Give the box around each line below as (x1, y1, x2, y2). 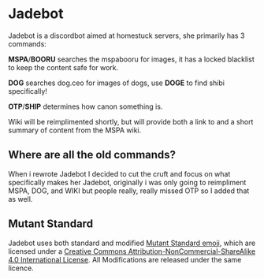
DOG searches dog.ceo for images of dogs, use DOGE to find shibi (8, 78, 225, 87)
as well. (8, 194, 33, 203)
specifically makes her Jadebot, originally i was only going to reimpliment (8, 177, 247, 187)
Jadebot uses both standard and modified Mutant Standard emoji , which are (8, 238, 256, 247)
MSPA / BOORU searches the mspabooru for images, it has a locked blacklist (8, 54, 255, 64)
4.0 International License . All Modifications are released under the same (8, 255, 242, 264)
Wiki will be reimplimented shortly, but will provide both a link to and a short (8, 117, 254, 126)
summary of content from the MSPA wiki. (8, 125, 142, 135)
